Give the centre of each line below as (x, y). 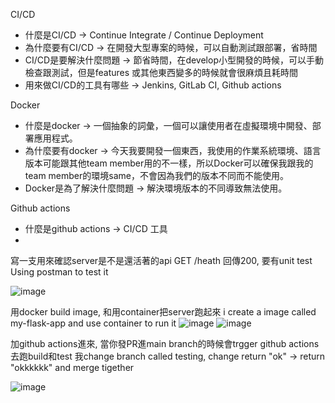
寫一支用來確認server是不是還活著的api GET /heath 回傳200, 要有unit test (161, 260)
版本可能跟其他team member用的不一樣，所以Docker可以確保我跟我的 (169, 163)
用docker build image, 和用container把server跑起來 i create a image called (163, 312)
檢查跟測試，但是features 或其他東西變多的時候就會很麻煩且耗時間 (161, 72)
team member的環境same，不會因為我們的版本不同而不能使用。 (156, 175)
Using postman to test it (59, 272)
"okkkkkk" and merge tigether (72, 367)
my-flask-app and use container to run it (93, 323)
